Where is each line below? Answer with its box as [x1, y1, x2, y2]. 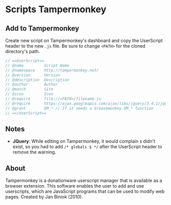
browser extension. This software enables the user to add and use [5, 183, 144, 189]
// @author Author [5, 82, 58, 87]
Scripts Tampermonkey [5, 4, 107, 15]
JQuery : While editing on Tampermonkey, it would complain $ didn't [12, 138, 155, 144]
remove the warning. [12, 149, 56, 155]
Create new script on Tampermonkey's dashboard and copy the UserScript [5, 37, 163, 43]
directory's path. [5, 49, 40, 54]
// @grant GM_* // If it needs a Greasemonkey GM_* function [5, 106, 154, 111]
